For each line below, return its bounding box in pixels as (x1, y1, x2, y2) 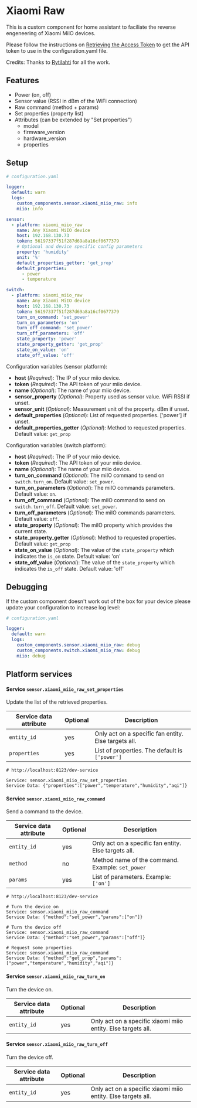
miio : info (16, 206, 43, 212)
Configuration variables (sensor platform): (6, 363, 107, 370)
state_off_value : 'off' (16, 352, 75, 358)
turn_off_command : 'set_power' (16, 325, 93, 331)
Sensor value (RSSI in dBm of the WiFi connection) (14, 97, 138, 104)
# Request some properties (6, 945, 72, 951)
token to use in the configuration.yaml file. (6, 47, 108, 54)
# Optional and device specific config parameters (16, 244, 143, 250)
